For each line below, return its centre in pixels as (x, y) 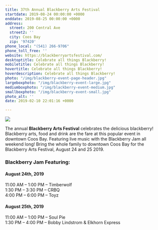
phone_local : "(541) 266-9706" (37, 46)
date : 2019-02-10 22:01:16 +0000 (39, 101)
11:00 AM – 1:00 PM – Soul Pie (35, 217)
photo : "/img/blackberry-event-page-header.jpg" (56, 78)
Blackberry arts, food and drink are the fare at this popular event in (73, 134)
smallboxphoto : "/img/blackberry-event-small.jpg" (58, 92)
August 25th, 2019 (25, 206)
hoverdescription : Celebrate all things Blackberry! (60, 74)
